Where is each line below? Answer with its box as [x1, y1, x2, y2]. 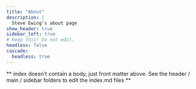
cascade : [6, 48, 29, 54]
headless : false [6, 43, 47, 49]
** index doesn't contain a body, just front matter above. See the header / [6, 70, 190, 77]
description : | [6, 14, 45, 20]
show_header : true [6, 25, 53, 32]
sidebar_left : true [6, 31, 56, 37]
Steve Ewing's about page [12, 20, 78, 26]
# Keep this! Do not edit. [6, 37, 75, 43]
